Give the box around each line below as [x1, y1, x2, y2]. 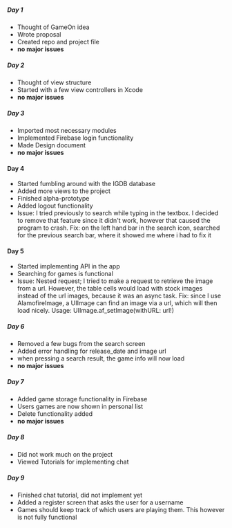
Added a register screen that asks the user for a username [17, 498, 184, 507]
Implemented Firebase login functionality [17, 134, 134, 142]
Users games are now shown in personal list [17, 402, 144, 411]
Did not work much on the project [17, 450, 113, 459]
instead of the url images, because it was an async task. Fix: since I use [17, 291, 222, 300]
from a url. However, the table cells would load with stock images [17, 284, 203, 293]
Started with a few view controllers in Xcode [17, 85, 144, 93]
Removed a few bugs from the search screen [17, 340, 146, 348]
